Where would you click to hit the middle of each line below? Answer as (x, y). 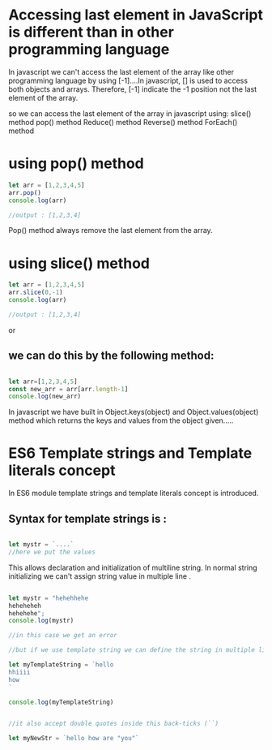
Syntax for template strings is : (88, 518)
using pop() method (76, 164)
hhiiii (19, 672)
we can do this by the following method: (111, 356)
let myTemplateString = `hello (61, 665)
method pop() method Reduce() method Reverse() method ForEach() (123, 122)
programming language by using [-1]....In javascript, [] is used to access (128, 80)
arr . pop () (25, 192)
